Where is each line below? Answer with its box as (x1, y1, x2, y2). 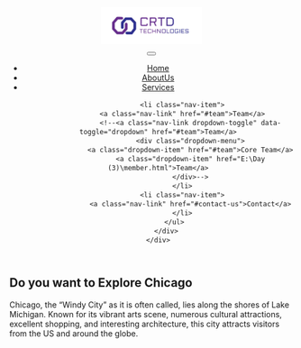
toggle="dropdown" (79, 128, 149, 137)
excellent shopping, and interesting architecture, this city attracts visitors (9, 318, 280, 329)
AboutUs (141, 72, 175, 83)
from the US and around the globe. (9, 327, 139, 339)
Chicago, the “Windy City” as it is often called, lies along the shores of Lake (9, 299, 290, 310)
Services (141, 82, 175, 93)
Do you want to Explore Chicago (9, 275, 193, 290)
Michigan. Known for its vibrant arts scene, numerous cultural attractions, (9, 308, 282, 319)
